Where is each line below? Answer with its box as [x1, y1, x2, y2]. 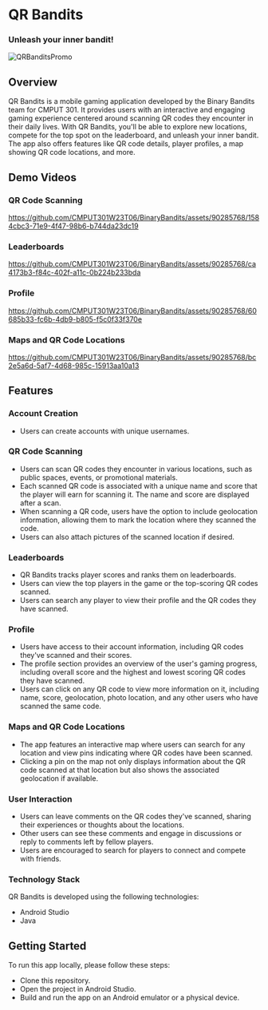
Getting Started [8, 939, 87, 953]
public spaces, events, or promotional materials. [19, 473, 178, 482]
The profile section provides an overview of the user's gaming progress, [19, 659, 258, 668]
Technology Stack [8, 873, 81, 885]
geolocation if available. [19, 773, 98, 783]
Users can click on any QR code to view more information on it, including [19, 684, 259, 694]
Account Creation [8, 408, 78, 419]
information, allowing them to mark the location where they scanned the [19, 515, 257, 525]
